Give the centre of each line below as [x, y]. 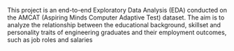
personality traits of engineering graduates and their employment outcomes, [117, 32]
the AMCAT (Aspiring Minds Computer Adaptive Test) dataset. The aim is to [116, 17]
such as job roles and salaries [50, 40]
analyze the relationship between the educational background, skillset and [114, 25]
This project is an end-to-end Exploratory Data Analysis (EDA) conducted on [117, 10]
